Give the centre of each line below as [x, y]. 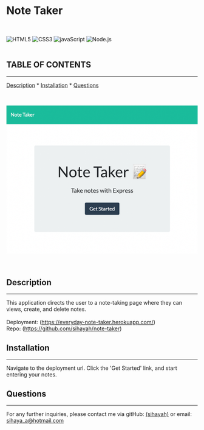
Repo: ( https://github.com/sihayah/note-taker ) [64, 328]
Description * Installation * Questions [53, 85]
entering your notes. [32, 375]
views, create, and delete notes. [46, 309]
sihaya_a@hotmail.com [35, 420]
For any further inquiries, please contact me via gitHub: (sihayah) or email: [99, 414]
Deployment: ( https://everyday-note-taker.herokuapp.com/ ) [81, 322]
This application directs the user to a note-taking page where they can [94, 303]
